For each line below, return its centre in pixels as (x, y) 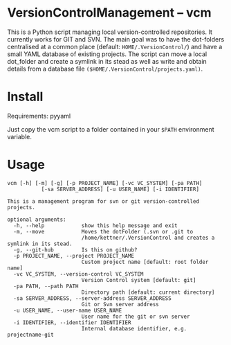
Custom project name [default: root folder (145, 262)
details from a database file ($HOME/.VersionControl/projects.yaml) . (105, 69)
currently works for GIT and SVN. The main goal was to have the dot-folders (116, 39)
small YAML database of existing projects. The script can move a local (107, 54)
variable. (20, 136)
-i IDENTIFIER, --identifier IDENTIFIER (72, 322)
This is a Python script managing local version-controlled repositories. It (110, 32)
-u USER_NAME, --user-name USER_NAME (68, 310)
